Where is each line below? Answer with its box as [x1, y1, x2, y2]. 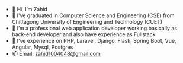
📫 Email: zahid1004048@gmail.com [11, 51, 101, 57]
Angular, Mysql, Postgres [11, 43, 73, 51]
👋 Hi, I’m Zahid [11, 6, 47, 12]
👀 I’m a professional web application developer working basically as [11, 24, 178, 31]
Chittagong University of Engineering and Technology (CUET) [11, 18, 163, 25]
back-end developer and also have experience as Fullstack [11, 31, 156, 38]
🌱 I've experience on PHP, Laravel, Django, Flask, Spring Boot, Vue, [11, 37, 176, 44]
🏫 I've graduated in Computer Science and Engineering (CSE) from [11, 12, 175, 19]
